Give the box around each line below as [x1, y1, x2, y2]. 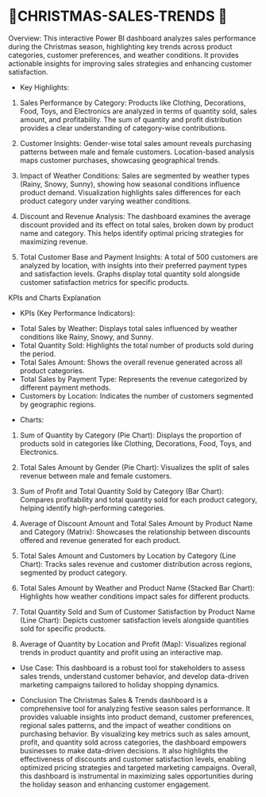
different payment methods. [19, 383, 111, 392]
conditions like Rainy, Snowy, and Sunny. [19, 332, 153, 341]
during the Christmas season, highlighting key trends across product [8, 41, 233, 51]
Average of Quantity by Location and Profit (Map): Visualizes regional [19, 639, 247, 649]
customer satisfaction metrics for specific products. [19, 277, 190, 287]
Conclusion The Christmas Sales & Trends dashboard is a [19, 695, 208, 705]
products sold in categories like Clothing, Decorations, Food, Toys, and [19, 438, 252, 448]
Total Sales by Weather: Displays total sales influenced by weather [19, 323, 238, 333]
